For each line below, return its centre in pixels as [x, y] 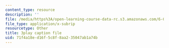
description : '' [22, 14]
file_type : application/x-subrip [40, 24]
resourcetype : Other [27, 28]
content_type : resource [30, 10]
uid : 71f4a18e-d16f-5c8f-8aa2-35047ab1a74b [52, 38]
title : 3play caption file [33, 33]
